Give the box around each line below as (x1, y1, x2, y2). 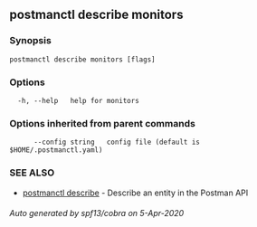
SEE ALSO (9, 166, 55, 179)
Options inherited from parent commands (9, 117, 196, 129)
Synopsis (9, 34, 52, 47)
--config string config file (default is (33, 137, 201, 147)
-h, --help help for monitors (17, 96, 140, 105)
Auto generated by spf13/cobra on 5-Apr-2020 (9, 208, 185, 219)
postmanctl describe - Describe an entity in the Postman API (22, 187, 249, 198)
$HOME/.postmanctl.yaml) (9, 146, 103, 155)
